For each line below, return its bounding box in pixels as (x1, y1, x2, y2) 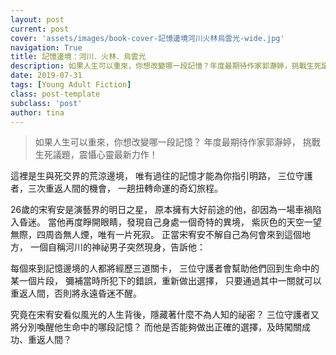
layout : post (10, 14, 65, 25)
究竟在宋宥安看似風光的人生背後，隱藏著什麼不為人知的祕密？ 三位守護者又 (10, 309, 320, 321)
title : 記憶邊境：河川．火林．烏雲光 (10, 52, 147, 62)
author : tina (10, 107, 65, 118)
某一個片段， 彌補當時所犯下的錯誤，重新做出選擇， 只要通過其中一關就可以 (10, 275, 322, 287)
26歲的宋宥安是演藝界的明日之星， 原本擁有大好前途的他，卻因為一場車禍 (10, 204, 313, 216)
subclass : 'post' (10, 98, 83, 108)
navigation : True (10, 42, 83, 53)
